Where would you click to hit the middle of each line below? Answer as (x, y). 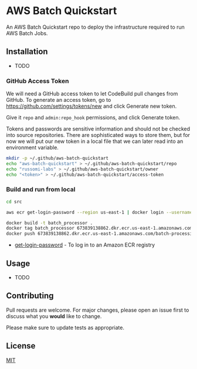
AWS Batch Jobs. (27, 33)
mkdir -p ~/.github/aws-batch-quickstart (57, 158)
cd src (14, 201)
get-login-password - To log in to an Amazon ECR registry (85, 245)
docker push (21, 234)
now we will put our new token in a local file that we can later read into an (95, 141)
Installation (27, 52)
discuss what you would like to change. (54, 316)
